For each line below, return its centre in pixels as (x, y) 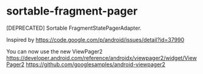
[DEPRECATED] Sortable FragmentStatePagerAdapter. (74, 28)
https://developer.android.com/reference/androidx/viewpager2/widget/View (102, 58)
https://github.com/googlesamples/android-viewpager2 (96, 64)
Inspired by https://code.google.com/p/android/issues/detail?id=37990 (95, 39)
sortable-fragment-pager (72, 11)
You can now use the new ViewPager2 (55, 51)
